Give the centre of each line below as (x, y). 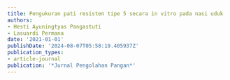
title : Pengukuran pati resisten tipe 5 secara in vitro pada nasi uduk (115, 14)
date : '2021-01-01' (36, 40)
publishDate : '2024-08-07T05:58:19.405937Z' (73, 46)
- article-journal (34, 59)
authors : (20, 20)
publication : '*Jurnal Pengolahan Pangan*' (72, 65)
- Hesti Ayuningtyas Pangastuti (54, 26)
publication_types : (36, 53)
